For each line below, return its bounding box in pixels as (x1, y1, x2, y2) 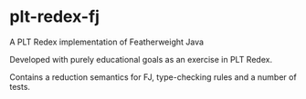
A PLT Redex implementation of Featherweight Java (9, 36, 204, 47)
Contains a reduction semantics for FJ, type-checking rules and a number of (9, 71, 297, 83)
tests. (9, 81, 30, 92)
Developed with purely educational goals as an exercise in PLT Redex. (9, 54, 272, 64)
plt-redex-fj (9, 6, 100, 27)
